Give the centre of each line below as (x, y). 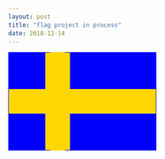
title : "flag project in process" (65, 25)
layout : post (30, 17)
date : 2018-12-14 (37, 33)
